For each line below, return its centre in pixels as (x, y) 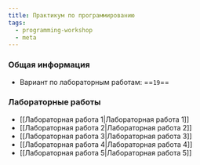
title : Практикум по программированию (71, 15)
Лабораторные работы (55, 102)
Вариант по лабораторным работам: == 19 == (95, 82)
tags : (17, 23)
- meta (26, 37)
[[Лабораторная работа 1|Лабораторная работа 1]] (104, 119)
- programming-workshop (54, 30)
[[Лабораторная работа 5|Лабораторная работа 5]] (105, 152)
